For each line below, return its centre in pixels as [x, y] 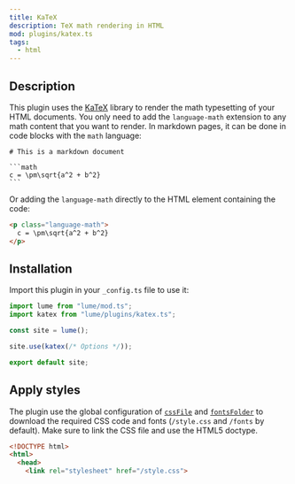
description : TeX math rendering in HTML [87, 26]
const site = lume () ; [49, 331]
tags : [19, 42]
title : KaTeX [33, 17]
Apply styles [45, 390]
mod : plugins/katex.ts [51, 34]
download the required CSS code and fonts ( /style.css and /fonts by [137, 420]
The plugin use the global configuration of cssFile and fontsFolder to [136, 411]
